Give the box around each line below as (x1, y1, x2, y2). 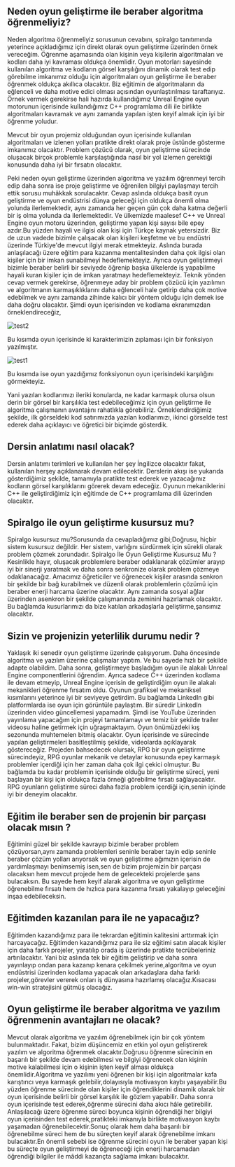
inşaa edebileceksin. (7, 892, 66, 901)
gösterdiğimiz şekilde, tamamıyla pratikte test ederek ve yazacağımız (7, 474, 206, 483)
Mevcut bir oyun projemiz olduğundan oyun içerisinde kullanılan (7, 130, 192, 139)
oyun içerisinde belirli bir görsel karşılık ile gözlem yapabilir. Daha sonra (7, 1092, 213, 1100)
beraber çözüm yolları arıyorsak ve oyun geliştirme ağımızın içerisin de (7, 855, 211, 864)
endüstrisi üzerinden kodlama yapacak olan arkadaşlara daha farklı (7, 968, 201, 976)
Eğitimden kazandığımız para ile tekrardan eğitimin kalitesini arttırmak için (7, 931, 219, 939)
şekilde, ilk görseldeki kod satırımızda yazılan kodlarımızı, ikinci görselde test (7, 413, 228, 421)
